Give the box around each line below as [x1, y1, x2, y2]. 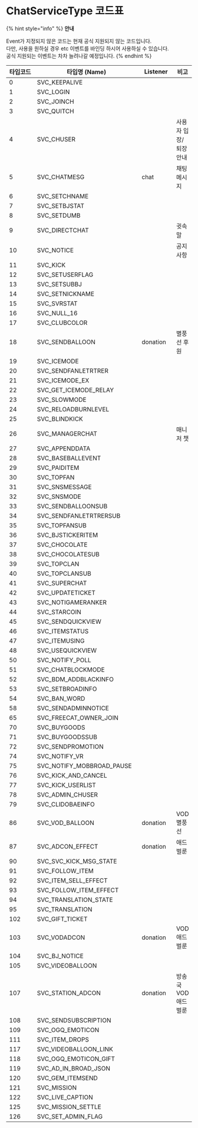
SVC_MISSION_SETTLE [37, 1103, 101, 1111]
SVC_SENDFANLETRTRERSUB [37, 511, 121, 520]
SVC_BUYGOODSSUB [37, 733, 97, 741]
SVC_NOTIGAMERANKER [37, 598, 107, 606]
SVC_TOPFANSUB [37, 521, 87, 529]
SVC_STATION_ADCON [37, 988, 101, 997]
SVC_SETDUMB [37, 211, 81, 220]
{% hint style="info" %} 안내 [6, 25, 75, 32]
